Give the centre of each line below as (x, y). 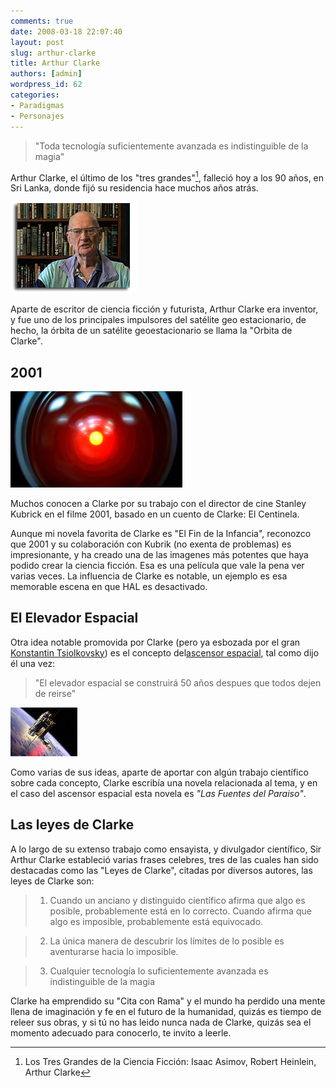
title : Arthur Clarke (55, 63)
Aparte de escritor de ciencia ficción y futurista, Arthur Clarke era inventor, (164, 309)
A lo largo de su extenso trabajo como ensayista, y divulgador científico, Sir (166, 849)
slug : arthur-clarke (53, 53)
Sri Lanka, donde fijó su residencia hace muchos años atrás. (134, 188)
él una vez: (33, 663)
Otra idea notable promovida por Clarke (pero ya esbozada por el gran (155, 642)
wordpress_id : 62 (46, 85)
